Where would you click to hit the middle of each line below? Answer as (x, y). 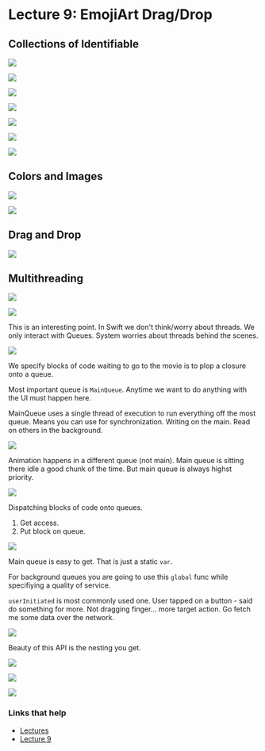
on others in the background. (56, 431)
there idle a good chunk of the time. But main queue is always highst (120, 469)
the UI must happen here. (50, 398)
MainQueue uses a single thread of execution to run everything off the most (132, 413)
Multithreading (46, 279)
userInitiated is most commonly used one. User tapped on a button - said (131, 601)
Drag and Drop (45, 235)
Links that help (37, 713)
